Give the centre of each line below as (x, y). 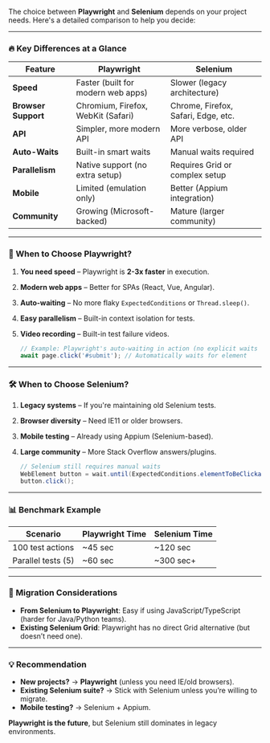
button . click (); (47, 481)
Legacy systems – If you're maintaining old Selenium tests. (118, 405)
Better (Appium (199, 188)
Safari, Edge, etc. (202, 116)
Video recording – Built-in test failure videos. (95, 333)
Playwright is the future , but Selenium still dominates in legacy (113, 723)
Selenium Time (183, 533)
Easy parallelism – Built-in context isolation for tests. (107, 318)
